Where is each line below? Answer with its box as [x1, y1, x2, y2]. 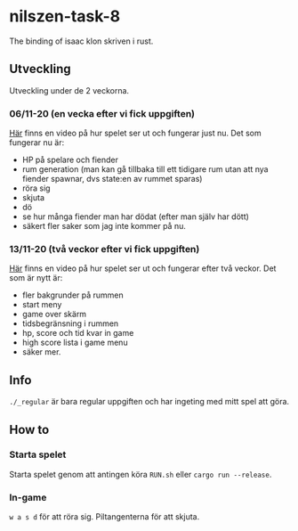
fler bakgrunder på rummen [21, 290, 125, 300]
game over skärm [21, 309, 87, 320]
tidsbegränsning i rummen [21, 318, 119, 329]
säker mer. [21, 347, 61, 357]
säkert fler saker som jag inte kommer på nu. [21, 221, 187, 232]
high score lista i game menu [21, 337, 128, 348]
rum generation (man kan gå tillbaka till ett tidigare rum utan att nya [21, 164, 269, 175]
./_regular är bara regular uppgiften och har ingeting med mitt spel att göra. [9, 396, 290, 407]
